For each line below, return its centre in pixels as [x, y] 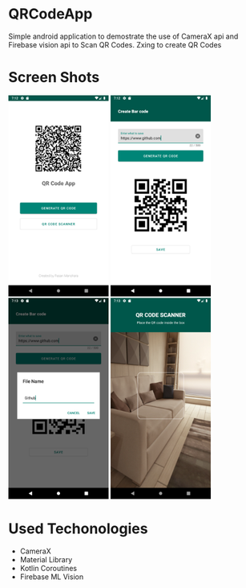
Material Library [46, 559]
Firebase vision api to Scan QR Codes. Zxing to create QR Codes [115, 44]
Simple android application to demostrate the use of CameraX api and [123, 36]
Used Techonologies [78, 529]
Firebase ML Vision [52, 577]
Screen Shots [54, 78]
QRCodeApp [50, 14]
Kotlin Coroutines [48, 568]
